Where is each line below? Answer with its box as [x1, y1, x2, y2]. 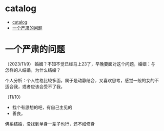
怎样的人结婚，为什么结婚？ [5, 67, 61, 73]
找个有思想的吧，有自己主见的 [12, 104, 72, 110]
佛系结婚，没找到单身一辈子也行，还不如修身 [5, 121, 95, 127]
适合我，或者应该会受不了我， [5, 84, 65, 89]
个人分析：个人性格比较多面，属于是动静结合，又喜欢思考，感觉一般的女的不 [5, 77, 159, 83]
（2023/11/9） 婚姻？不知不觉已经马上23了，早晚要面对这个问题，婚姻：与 [5, 61, 155, 66]
